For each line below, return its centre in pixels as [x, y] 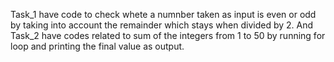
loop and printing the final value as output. [97, 46]
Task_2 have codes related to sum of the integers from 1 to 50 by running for [168, 35]
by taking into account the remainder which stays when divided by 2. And [162, 25]
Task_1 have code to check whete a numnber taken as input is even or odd [163, 14]
